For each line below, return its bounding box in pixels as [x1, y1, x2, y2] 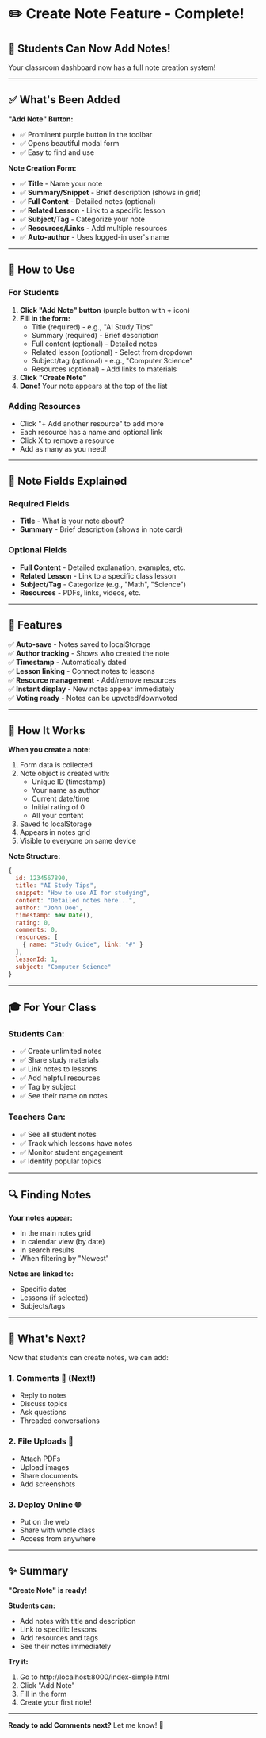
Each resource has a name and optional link [19, 427, 162, 436]
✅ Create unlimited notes [19, 1047, 102, 1056]
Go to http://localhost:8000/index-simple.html [19, 1672, 170, 1682]
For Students [8, 287, 59, 298]
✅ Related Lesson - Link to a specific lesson [19, 206, 165, 215]
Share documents [19, 1471, 78, 1480]
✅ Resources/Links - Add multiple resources [19, 223, 168, 233]
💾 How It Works [8, 724, 85, 737]
